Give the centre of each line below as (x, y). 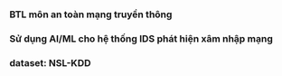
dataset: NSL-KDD (51, 62)
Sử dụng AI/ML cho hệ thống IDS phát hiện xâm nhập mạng (141, 38)
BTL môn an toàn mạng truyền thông (91, 14)
